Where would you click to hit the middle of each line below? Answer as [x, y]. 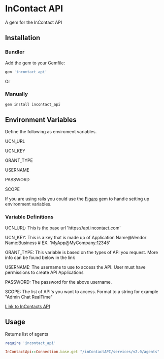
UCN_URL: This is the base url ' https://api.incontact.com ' [63, 228]
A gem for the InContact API [34, 22]
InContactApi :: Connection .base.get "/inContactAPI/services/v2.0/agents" [82, 352]
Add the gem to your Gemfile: [35, 63]
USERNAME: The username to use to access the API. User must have [75, 267]
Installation [23, 38]
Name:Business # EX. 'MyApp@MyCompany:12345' [58, 243]
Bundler [15, 52]
